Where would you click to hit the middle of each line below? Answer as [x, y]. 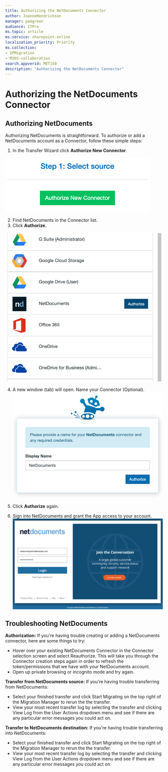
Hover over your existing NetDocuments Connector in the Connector [83, 651]
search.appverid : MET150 [31, 63]
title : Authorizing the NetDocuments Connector [56, 11]
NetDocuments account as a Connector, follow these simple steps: [74, 141]
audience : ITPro [22, 27]
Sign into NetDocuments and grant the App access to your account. [82, 516]
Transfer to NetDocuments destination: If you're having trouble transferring [84, 728]
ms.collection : [21, 48]
